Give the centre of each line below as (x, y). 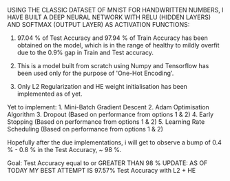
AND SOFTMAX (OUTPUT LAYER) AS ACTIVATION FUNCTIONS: (98, 24)
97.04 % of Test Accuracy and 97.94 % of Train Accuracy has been (112, 38)
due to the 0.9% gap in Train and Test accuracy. (85, 52)
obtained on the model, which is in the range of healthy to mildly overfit (118, 45)
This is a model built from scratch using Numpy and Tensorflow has (113, 66)
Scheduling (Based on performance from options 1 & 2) (85, 129)
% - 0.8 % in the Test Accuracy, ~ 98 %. (64, 150)
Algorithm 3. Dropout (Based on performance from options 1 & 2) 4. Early (111, 114)
